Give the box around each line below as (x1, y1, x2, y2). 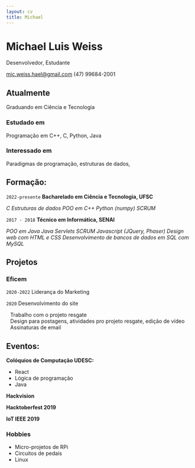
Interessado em (6, 146, 52, 155)
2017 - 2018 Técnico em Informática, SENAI (6, 216, 115, 223)
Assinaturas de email (10, 324, 61, 331)
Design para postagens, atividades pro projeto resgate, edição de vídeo (10, 318, 185, 325)
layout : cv (6, 8, 33, 15)
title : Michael (6, 14, 44, 20)
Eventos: (6, 341, 40, 351)
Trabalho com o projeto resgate (10, 312, 87, 319)
